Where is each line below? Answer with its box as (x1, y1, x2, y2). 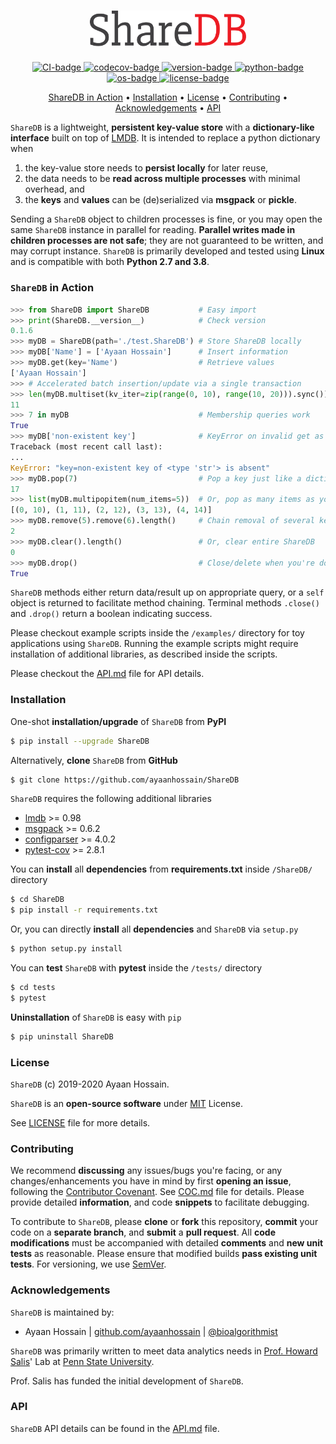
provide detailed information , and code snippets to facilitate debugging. (10, 1196, 310, 1209)
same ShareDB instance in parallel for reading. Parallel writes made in (10, 224, 296, 236)
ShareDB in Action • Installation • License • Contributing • (48, 91, 288, 104)
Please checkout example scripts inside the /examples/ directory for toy (10, 627, 305, 639)
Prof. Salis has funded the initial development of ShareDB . (10, 1375, 244, 1387)
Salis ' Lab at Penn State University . (10, 1355, 155, 1367)
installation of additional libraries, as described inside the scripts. (10, 648, 278, 660)
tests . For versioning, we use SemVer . (10, 1258, 167, 1270)
